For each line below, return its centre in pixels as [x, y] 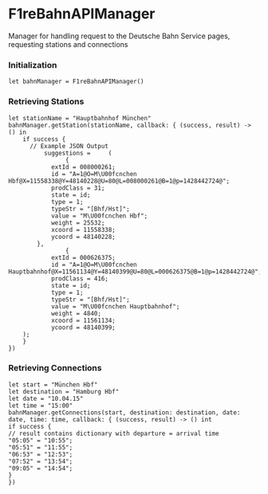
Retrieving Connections [55, 368]
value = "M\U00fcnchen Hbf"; [99, 216]
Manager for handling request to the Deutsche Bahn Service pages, [119, 36]
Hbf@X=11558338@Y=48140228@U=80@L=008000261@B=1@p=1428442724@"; [119, 181]
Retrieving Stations [46, 102]
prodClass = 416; [80, 278]
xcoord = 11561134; [83, 320]
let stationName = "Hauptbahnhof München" [80, 118]
